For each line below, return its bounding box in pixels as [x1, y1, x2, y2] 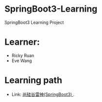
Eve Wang [11, 57, 32, 64]
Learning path [4, 75, 63, 86]
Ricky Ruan [11, 52, 34, 58]
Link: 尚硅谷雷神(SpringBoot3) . [11, 91, 75, 97]
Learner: [4, 36, 40, 48]
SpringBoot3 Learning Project [4, 19, 64, 25]
